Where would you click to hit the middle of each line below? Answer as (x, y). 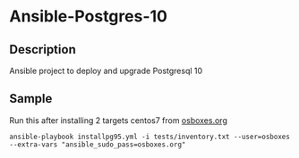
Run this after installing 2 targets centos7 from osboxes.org (119, 120)
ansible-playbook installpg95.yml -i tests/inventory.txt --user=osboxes (150, 137)
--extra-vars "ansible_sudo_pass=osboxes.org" (98, 145)
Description (43, 50)
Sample (31, 99)
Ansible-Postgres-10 (89, 17)
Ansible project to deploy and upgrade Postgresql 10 (106, 71)
